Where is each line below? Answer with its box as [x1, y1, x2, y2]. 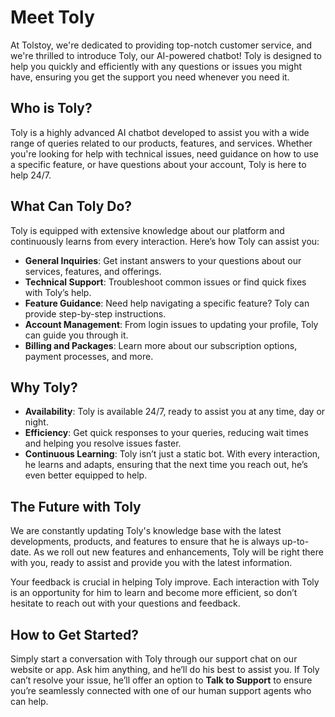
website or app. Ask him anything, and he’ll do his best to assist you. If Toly [10, 664, 320, 675]
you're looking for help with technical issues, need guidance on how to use [10, 147, 320, 160]
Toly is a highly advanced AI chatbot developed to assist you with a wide [10, 126, 310, 138]
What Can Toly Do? [10, 198, 133, 215]
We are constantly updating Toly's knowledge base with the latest [10, 525, 282, 537]
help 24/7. [10, 169, 52, 181]
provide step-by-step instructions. [24, 307, 167, 320]
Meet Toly [10, 6, 95, 29]
